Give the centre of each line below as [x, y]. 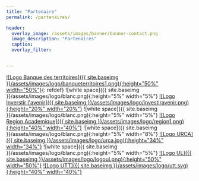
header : [16, 28]
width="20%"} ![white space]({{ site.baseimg [102, 109]
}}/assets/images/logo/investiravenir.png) [138, 102]
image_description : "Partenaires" [54, 39]
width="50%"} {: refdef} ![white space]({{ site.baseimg [73, 90]
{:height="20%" [26, 109]
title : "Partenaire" [32, 12]
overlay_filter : [31, 50]
